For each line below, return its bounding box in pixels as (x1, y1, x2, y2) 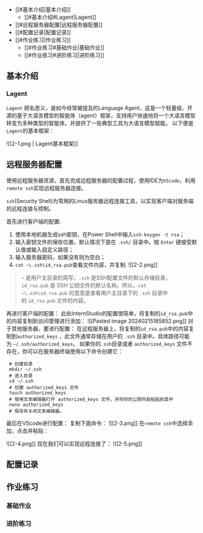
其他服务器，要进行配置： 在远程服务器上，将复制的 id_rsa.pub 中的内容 (11, 325, 189, 332)
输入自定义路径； (31, 246, 74, 253)
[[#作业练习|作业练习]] (15, 36, 71, 43)
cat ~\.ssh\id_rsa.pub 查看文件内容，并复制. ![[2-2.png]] (15, 261, 158, 268)
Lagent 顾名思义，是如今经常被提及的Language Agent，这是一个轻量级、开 (6, 104, 193, 111)
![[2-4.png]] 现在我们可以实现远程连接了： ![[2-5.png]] (6, 440, 142, 447)
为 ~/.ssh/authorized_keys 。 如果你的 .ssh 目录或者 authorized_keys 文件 (6, 340, 188, 347)
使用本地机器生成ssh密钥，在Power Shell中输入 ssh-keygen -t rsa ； (15, 230, 185, 238)
